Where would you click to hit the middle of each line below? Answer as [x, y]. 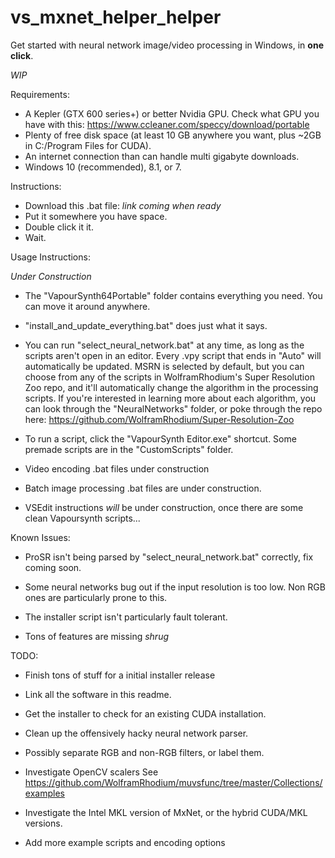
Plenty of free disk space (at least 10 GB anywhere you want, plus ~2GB [173, 135]
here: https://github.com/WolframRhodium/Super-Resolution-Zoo [159, 419]
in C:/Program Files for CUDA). [88, 145]
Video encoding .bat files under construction [117, 468]
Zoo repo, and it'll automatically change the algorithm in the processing [171, 387]
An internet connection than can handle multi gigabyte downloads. [162, 156]
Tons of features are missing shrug [96, 636]
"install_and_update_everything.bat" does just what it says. [146, 325]
